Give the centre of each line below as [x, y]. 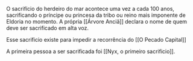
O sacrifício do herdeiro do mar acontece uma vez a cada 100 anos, [90, 9]
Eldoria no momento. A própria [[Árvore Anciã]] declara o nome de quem [97, 21]
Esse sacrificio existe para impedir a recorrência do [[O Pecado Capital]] [96, 40]
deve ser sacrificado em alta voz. [48, 28]
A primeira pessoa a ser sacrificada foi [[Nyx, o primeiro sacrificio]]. [91, 51]
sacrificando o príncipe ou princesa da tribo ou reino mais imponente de [96, 15]
